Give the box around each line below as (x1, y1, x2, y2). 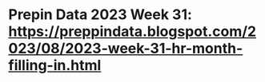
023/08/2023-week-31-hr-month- (8, 40, 243, 57)
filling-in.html (8, 57, 102, 75)
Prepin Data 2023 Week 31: (8, 6, 192, 24)
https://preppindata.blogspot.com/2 (8, 22, 257, 41)
